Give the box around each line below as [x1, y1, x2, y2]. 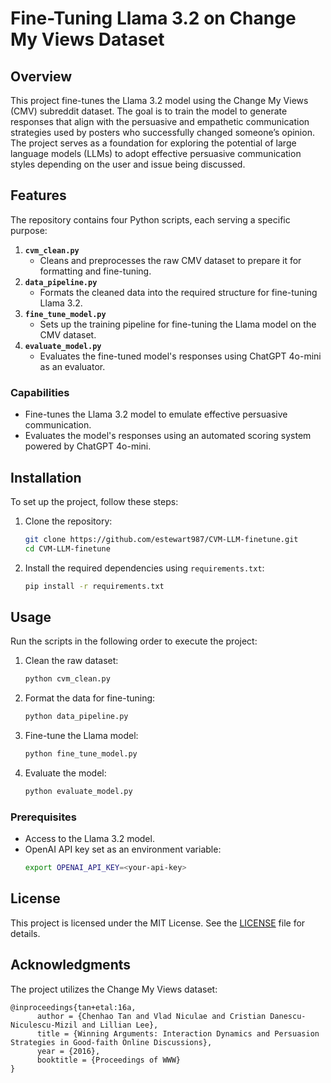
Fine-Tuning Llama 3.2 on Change [10, 7, 297, 30]
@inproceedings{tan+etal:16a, [10, 1002, 137, 1012]
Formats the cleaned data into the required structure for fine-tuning [39, 286, 318, 298]
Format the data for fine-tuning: [24, 692, 156, 704]
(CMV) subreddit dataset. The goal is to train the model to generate [10, 105, 288, 117]
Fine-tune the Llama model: [24, 730, 139, 742]
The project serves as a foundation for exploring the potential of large [10, 137, 297, 149]
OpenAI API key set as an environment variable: [24, 843, 222, 856]
